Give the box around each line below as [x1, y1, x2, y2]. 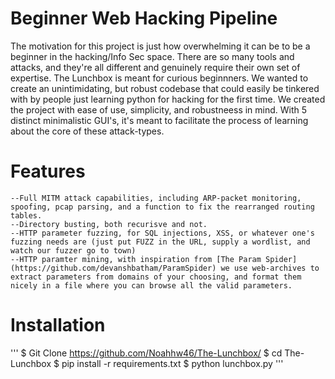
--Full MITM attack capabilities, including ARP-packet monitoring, [10, 193, 302, 203]
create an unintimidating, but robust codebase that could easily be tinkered [10, 82, 320, 94]
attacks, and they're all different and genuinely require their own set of [10, 61, 301, 73]
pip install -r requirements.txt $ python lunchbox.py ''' [61, 357, 284, 369]
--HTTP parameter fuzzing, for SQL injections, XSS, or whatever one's [10, 228, 315, 238]
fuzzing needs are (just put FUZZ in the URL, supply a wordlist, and [10, 237, 311, 247]
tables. [10, 210, 43, 221]
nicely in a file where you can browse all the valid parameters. [10, 280, 293, 291]
